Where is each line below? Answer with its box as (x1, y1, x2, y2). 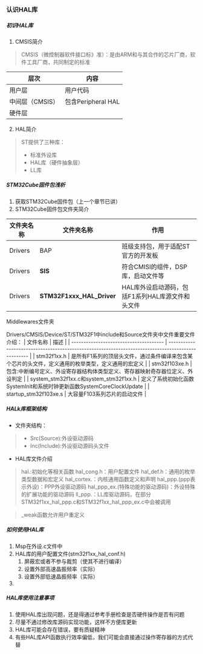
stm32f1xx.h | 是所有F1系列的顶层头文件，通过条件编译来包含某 (36, 352, 193, 359)
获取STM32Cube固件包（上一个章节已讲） (14, 198, 121, 205)
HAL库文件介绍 (14, 455, 53, 462)
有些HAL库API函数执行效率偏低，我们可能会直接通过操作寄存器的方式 (14, 633, 188, 641)
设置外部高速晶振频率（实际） (24, 565, 98, 572)
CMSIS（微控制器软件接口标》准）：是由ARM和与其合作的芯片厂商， (21, 50, 190, 58)
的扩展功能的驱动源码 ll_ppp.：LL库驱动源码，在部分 (21, 490, 151, 498)
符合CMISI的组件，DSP (121, 262, 187, 271)
